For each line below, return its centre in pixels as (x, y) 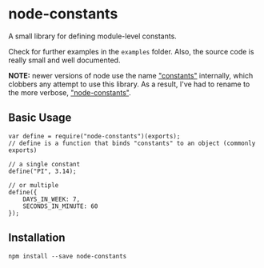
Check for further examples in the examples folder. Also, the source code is (131, 51)
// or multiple (34, 185)
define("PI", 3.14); (43, 171)
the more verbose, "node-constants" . (70, 92)
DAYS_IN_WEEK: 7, (52, 199)
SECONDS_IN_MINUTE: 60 (60, 206)
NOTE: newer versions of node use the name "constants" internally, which (131, 75)
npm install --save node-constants (68, 256)
